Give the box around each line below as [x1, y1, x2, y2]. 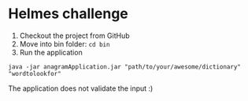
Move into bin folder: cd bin [19, 39, 110, 48]
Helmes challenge [8, 5, 128, 23]
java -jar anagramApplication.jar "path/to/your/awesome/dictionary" [8, 62, 242, 71]
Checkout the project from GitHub [19, 31, 130, 40]
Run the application [19, 47, 83, 57]
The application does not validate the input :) [8, 84, 154, 93]
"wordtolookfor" [8, 69, 61, 77]
